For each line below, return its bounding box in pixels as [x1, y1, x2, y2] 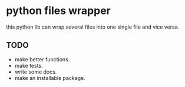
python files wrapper [6, 4, 111, 18]
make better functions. [14, 55, 70, 62]
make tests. [14, 62, 43, 69]
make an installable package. [14, 74, 85, 81]
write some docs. [14, 68, 57, 75]
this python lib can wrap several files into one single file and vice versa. [6, 23, 180, 30]
